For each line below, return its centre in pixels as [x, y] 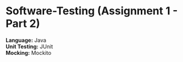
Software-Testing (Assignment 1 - [92, 11]
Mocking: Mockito [29, 52]
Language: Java [26, 40]
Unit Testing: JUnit [29, 46]
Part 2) [23, 24]
